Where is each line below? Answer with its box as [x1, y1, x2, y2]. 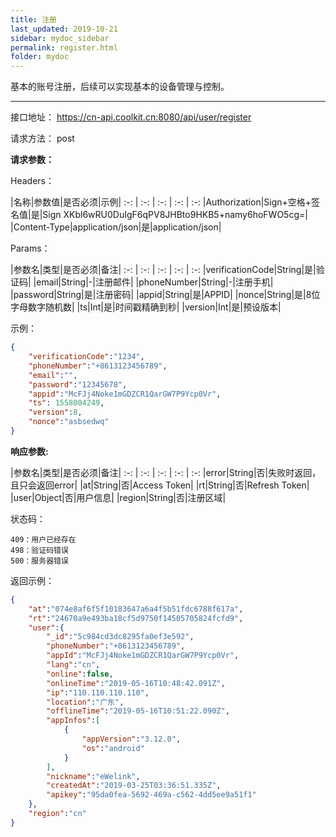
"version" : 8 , [28, 407, 83, 418]
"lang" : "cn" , [46, 660, 101, 670]
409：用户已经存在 [10, 534, 77, 545]
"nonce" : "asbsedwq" [28, 417, 110, 427]
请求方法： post [10, 132, 75, 145]
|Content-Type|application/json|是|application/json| [10, 221, 222, 233]
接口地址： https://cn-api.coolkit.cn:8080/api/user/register [10, 111, 252, 123]
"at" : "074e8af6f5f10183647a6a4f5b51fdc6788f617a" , [28, 604, 244, 614]
